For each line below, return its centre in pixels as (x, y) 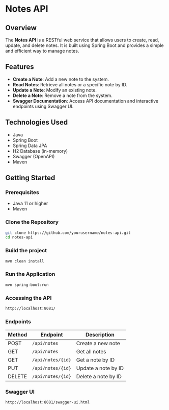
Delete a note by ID (99, 377)
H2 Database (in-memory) (40, 151)
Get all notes (91, 352)
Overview (21, 28)
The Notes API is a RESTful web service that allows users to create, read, (82, 40)
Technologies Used (36, 122)
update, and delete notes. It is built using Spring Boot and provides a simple (84, 45)
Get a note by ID (95, 360)
